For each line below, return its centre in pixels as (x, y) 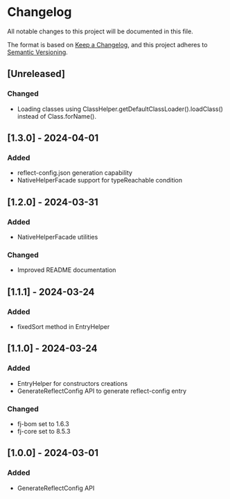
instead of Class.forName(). (57, 116)
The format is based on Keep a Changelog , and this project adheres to (107, 44)
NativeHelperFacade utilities (57, 237)
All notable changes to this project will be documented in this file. (100, 31)
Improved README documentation (67, 270)
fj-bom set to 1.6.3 (43, 423)
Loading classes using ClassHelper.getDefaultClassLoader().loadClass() (120, 109)
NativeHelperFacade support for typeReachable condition (100, 180)
